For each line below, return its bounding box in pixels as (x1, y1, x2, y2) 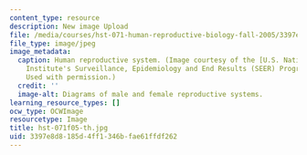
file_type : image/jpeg (9, 38, 96, 48)
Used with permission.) (26, 73, 117, 82)
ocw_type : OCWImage (9, 107, 84, 116)
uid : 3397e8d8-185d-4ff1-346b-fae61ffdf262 (9, 132, 178, 141)
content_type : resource (9, 13, 101, 23)
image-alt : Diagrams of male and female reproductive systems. (17, 89, 263, 98)
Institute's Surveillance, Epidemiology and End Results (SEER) (26, 65, 276, 74)
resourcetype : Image (9, 115, 89, 124)
